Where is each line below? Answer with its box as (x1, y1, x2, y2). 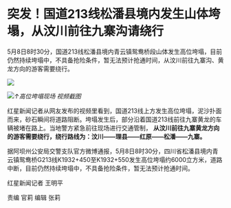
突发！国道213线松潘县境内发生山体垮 (7, 6, 221, 22)
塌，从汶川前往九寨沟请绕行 (7, 23, 164, 39)
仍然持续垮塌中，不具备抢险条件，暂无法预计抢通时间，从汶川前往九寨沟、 (7, 56, 218, 64)
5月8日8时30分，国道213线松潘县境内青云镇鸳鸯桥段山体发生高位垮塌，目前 (7, 47, 222, 56)
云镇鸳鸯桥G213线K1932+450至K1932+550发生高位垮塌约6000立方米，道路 (7, 155, 223, 163)
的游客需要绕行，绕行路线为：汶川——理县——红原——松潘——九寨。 (7, 132, 206, 141)
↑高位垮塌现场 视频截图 (14, 92, 81, 100)
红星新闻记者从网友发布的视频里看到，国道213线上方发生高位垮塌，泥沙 (7, 106, 210, 115)
